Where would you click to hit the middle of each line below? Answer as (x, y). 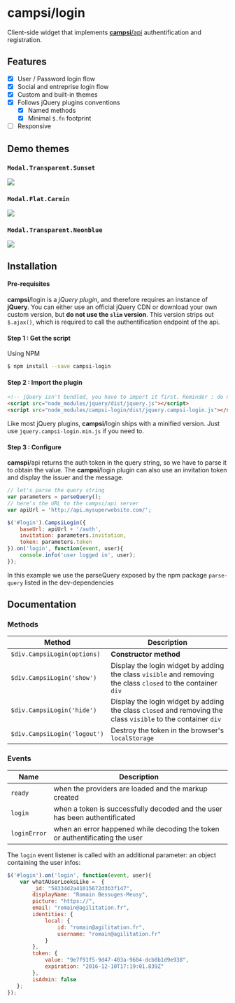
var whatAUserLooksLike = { (62, 882)
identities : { (53, 915)
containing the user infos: (44, 862)
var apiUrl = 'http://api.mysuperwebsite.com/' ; (79, 510)
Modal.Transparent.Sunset (51, 168)
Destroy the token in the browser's (168, 730)
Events (19, 758)
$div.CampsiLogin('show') (54, 678)
